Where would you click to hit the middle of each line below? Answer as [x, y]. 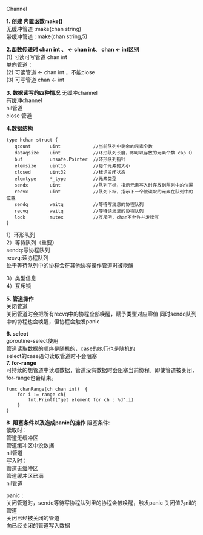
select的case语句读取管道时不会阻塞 [52, 356]
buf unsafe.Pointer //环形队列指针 [70, 159]
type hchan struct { [32, 140]
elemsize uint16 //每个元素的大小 [72, 166]
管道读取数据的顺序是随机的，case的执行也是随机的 [71, 348]
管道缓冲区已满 [25, 476]
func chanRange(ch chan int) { [47, 389]
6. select [17, 333]
